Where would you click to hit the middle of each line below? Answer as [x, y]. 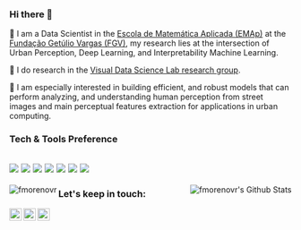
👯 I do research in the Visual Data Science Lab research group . [125, 70]
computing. [30, 116]
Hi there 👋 [31, 14]
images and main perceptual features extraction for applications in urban [144, 106]
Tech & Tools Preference [64, 140]
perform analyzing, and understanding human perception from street [137, 97]
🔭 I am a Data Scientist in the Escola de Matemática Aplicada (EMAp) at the [148, 34]
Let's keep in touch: [102, 193]
